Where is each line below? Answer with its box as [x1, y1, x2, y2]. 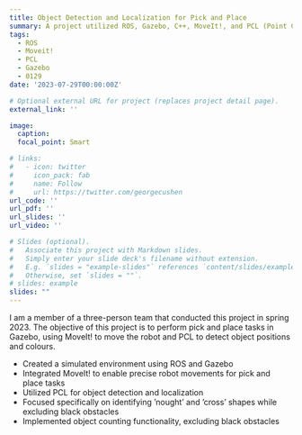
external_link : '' [9, 104, 78, 113]
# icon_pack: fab [9, 170, 91, 180]
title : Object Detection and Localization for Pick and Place [9, 13, 247, 23]
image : [9, 121, 34, 131]
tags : [9, 30, 30, 39]
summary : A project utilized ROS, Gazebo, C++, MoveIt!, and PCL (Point [9, 22, 288, 31]
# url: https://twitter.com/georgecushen [9, 187, 182, 196]
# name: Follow [9, 179, 83, 188]
